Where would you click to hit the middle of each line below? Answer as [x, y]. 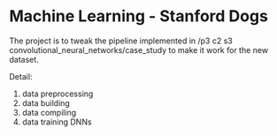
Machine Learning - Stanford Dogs [138, 16]
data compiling [49, 112]
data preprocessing [58, 94]
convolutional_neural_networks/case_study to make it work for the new [138, 49]
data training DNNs [57, 122]
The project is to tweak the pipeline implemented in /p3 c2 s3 [121, 41]
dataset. [24, 59]
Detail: [21, 76]
